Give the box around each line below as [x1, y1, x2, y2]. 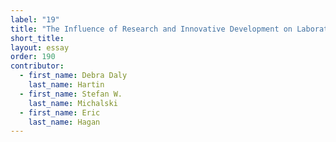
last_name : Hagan [28, 117, 101, 127]
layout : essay [10, 42, 70, 53]
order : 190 [10, 52, 56, 62]
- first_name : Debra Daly [19, 71, 128, 81]
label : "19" [10, 14, 60, 25]
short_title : [10, 33, 65, 43]
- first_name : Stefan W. [19, 89, 123, 99]
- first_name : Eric [19, 107, 101, 118]
